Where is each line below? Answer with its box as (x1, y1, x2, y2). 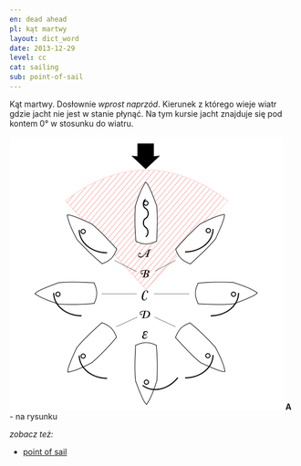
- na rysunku (9, 410, 57, 421)
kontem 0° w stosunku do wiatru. (9, 118, 134, 129)
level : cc (9, 53, 47, 63)
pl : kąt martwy (9, 24, 67, 34)
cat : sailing (9, 63, 59, 72)
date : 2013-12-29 (9, 44, 76, 53)
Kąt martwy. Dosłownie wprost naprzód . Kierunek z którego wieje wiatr (9, 98, 277, 109)
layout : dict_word (9, 34, 79, 43)
